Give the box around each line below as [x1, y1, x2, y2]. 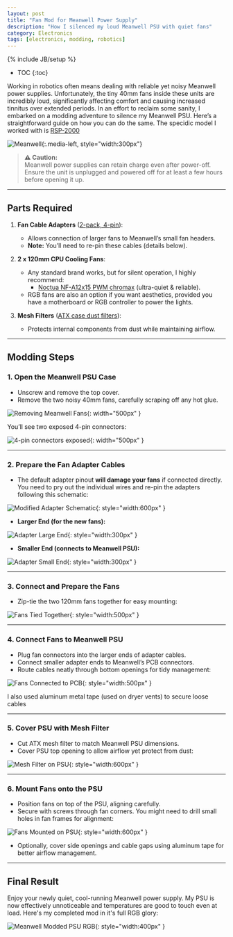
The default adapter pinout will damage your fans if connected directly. [17, 475, 223, 484]
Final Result [7, 875, 59, 887]
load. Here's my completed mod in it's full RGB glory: [7, 909, 158, 917]
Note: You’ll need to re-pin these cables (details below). [27, 241, 188, 250]
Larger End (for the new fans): [17, 517, 106, 525]
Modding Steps [7, 352, 75, 364]
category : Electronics [7, 29, 73, 37]
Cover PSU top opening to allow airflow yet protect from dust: [17, 747, 194, 755]
